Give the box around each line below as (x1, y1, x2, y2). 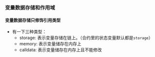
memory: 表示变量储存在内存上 (19, 41, 82, 47)
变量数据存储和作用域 (5, 4, 55, 11)
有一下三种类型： (12, 29, 47, 35)
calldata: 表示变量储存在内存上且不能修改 (19, 47, 102, 53)
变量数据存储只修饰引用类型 (5, 17, 61, 23)
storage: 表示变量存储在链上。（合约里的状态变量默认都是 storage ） (19, 35, 153, 41)
